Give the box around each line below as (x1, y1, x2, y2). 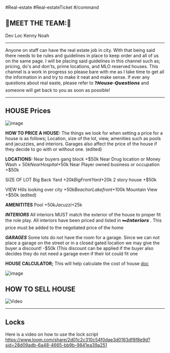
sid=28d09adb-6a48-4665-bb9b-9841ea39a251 (5, 342, 107, 348)
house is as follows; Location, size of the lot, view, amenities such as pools (5, 135, 161, 141)
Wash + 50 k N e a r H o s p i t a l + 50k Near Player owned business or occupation (5, 161, 160, 167)
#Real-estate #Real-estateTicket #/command (5, 5, 99, 10)
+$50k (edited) (5, 191, 37, 198)
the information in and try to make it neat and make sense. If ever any (5, 74, 150, 80)
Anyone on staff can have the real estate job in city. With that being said (5, 47, 155, 53)
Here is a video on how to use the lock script (5, 331, 99, 337)
